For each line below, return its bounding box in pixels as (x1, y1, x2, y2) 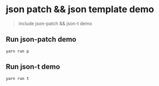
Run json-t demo (6, 63, 61, 71)
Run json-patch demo (6, 35, 76, 44)
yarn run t (6, 76, 29, 81)
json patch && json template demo (6, 4, 154, 15)
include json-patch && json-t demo (18, 20, 92, 26)
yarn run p (6, 48, 29, 54)
